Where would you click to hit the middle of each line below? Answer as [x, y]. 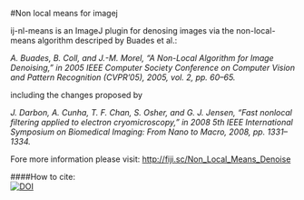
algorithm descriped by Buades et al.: [108, 40]
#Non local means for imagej [64, 13]
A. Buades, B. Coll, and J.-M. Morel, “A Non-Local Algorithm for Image [142, 58]
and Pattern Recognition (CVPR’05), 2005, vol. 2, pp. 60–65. [123, 77]
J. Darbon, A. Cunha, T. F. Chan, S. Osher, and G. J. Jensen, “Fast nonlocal [152, 112]
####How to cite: [43, 177]
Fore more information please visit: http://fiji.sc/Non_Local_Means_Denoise [151, 159]
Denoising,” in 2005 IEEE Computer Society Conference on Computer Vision [153, 68]
